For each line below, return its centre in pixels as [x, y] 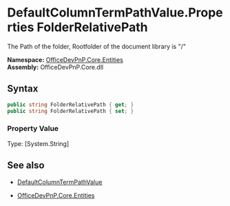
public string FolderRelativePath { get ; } [71, 105]
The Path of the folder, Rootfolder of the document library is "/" [96, 46]
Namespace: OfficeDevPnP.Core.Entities [65, 59]
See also [26, 166]
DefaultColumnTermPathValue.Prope [115, 13]
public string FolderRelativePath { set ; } [71, 111]
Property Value [33, 129]
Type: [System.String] [38, 143]
